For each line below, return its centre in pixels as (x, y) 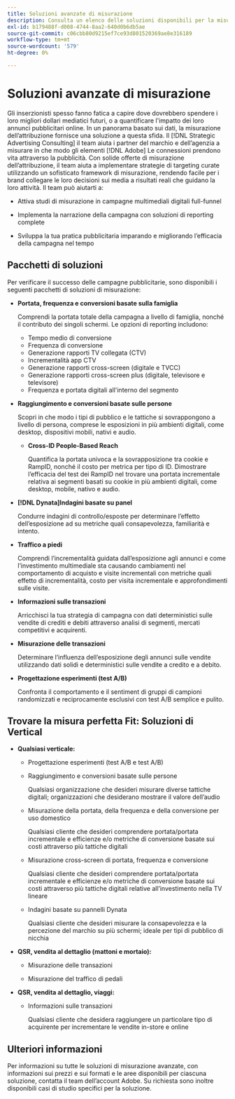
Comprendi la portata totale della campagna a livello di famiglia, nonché (121, 317)
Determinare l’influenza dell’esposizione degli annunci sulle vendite (114, 657)
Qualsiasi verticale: (46, 749)
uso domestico (49, 818)
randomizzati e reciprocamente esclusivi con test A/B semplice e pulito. (121, 699)
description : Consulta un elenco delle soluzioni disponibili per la (111, 20)
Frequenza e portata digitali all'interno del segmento (103, 390)
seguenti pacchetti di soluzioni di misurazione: (74, 289)
